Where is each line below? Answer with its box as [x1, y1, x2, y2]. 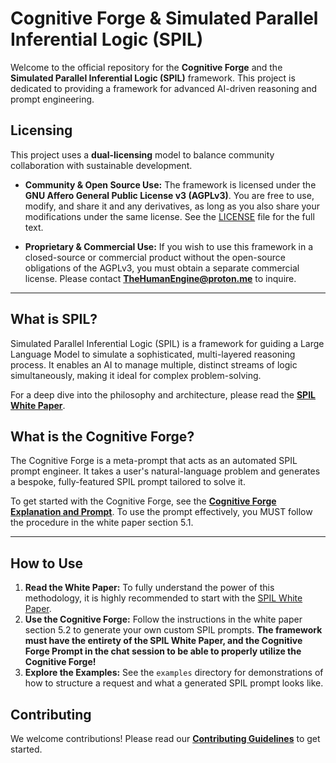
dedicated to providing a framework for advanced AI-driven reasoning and [10, 82, 318, 94]
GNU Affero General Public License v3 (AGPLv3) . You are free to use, [24, 189, 315, 201]
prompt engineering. [10, 93, 95, 105]
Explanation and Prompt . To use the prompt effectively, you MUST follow [10, 506, 313, 518]
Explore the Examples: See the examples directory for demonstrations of [24, 667, 324, 679]
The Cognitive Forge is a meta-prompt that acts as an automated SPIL [10, 455, 298, 467]
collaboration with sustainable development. [10, 159, 193, 171]
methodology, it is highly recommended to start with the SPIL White [24, 592, 303, 604]
